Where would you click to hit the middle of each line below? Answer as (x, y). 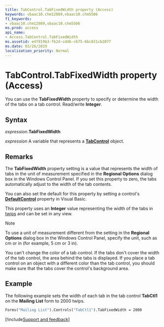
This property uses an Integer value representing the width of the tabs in (79, 208)
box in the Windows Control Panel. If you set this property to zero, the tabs (81, 179)
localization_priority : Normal (37, 51)
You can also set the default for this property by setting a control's (72, 194)
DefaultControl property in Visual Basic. (46, 199)
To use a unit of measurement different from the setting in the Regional (77, 233)
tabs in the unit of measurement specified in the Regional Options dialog (79, 174)
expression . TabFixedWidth (33, 132)
